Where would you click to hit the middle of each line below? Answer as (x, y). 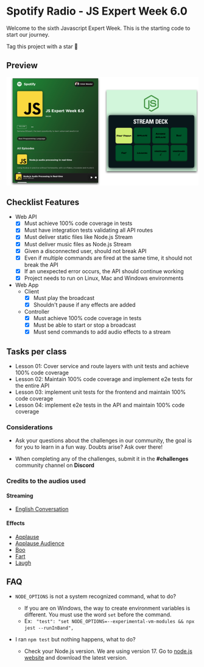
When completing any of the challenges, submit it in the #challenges (102, 459)
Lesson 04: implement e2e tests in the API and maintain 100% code (100, 405)
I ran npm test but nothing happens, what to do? (75, 640)
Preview (22, 66)
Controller (37, 312)
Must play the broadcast (64, 298)
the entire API (32, 385)
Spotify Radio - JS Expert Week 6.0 (97, 11)
